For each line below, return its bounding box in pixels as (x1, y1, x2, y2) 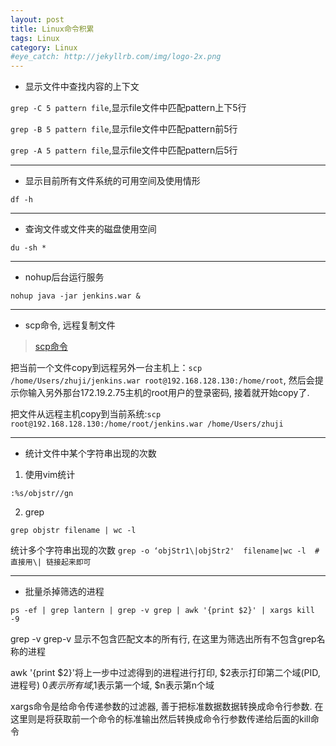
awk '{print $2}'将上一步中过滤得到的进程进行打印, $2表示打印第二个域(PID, (10, 667, 321, 679)
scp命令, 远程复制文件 (24, 319, 116, 331)
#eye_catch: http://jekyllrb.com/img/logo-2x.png (10, 52, 222, 62)
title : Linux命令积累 (10, 24, 95, 34)
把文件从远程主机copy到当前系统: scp (10, 408, 162, 420)
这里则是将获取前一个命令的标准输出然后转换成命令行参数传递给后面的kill (10, 713, 311, 725)
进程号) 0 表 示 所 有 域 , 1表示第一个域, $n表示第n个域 (10, 679, 215, 691)
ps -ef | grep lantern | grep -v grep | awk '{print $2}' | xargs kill (10, 606, 315, 616)
